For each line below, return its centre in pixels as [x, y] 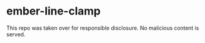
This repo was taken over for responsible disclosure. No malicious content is [103, 28]
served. [16, 34]
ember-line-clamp [54, 11]
